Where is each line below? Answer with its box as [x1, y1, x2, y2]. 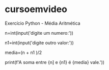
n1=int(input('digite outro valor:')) [5, 39, 74, 46]
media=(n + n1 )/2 [5, 49, 42, 55]
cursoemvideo [5, 4, 67, 15]
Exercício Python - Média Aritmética [5, 20, 80, 26]
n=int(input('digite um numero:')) [5, 30, 73, 36]
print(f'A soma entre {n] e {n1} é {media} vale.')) [5, 59, 105, 65]
